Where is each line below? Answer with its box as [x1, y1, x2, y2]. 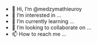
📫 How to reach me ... [11, 31, 66, 37]
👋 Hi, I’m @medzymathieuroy [11, 6, 82, 12]
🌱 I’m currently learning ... [11, 18, 75, 24]
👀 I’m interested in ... [11, 12, 62, 19]
